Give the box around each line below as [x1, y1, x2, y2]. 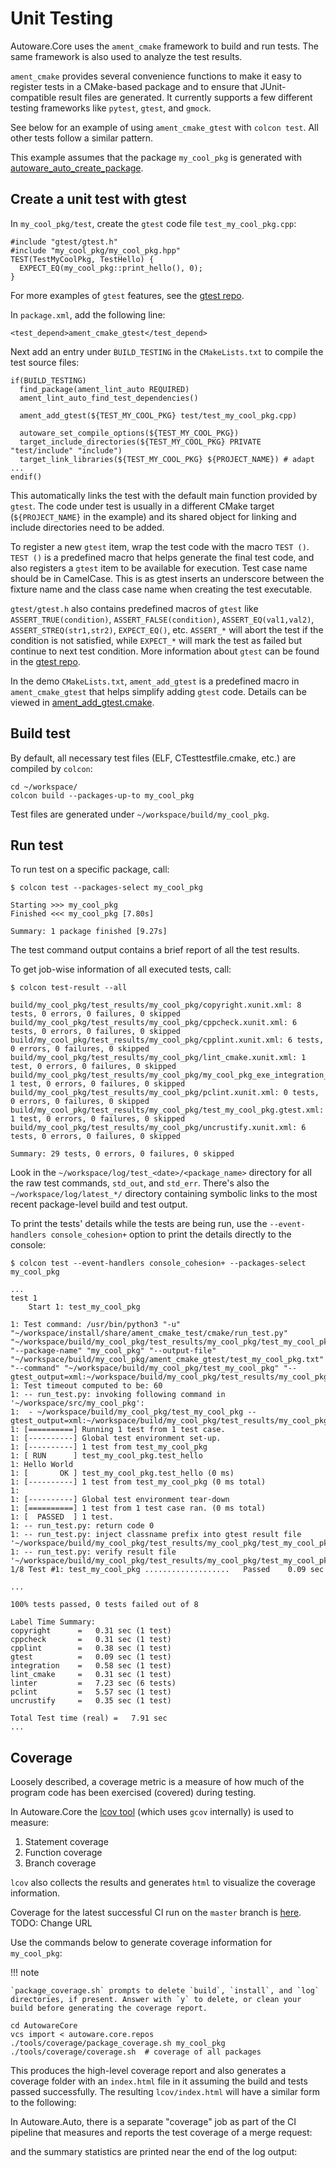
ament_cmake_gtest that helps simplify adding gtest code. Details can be [10, 685, 307, 697]
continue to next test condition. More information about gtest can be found [10, 645, 320, 657]
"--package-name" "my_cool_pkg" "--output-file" [10, 1346, 217, 1356]
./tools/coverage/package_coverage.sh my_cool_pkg [10, 2038, 226, 2049]
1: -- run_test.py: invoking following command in [10, 1390, 226, 1400]
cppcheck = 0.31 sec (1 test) [10, 1635, 172, 1645]
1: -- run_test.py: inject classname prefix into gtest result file [10, 1530, 302, 1540]
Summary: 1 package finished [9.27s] [10, 927, 168, 937]
